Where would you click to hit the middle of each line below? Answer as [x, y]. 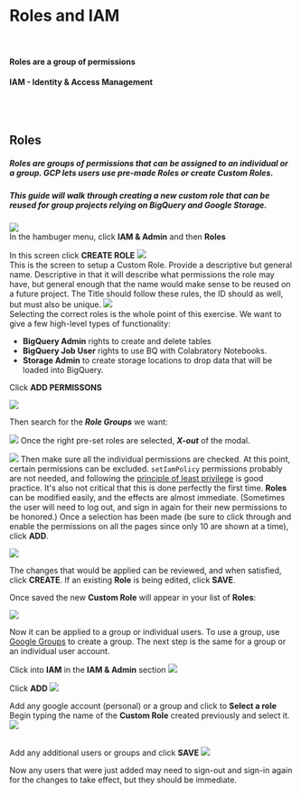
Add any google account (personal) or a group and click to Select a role [143, 706]
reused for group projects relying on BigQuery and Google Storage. [138, 205]
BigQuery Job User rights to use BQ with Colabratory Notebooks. [145, 351]
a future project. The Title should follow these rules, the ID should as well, [146, 294]
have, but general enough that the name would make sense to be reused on [150, 285]
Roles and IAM [65, 16]
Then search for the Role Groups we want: [89, 422]
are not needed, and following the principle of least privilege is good [136, 479]
